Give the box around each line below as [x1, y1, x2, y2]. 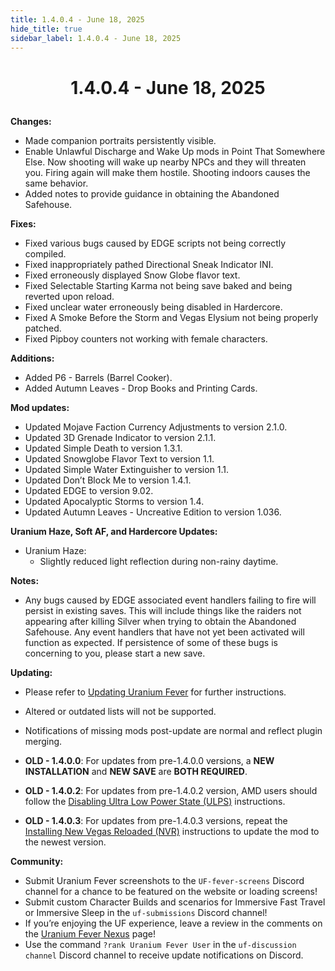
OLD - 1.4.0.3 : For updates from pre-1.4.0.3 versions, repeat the [24, 814, 288, 826]
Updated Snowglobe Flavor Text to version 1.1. [24, 452, 215, 465]
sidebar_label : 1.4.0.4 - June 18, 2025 [10, 33, 182, 43]
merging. [24, 735, 63, 747]
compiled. [24, 247, 67, 260]
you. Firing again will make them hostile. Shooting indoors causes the [24, 166, 311, 178]
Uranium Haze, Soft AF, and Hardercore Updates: [10, 525, 218, 537]
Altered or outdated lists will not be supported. [24, 705, 217, 717]
